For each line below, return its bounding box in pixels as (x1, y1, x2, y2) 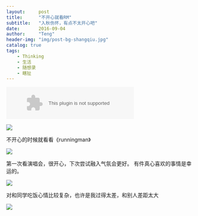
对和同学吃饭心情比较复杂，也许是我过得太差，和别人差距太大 (6, 191, 159, 199)
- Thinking (17, 53, 44, 59)
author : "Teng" (6, 31, 55, 37)
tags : (6, 48, 20, 54)
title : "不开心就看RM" (6, 14, 72, 20)
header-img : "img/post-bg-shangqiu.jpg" (6, 37, 109, 43)
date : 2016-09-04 (6, 25, 66, 32)
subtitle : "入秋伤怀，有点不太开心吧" (6, 20, 98, 26)
